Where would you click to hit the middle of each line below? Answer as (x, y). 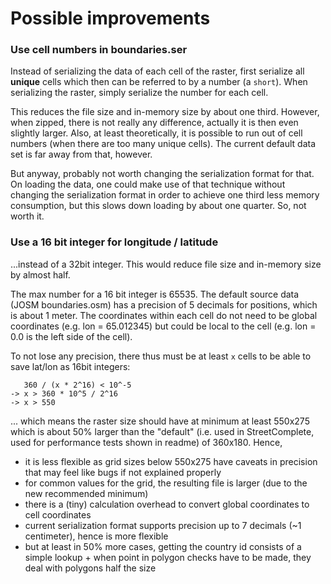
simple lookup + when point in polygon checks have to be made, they (168, 557)
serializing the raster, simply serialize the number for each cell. (139, 93)
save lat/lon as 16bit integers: (70, 366)
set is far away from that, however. (81, 154)
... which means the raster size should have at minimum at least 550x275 (160, 421)
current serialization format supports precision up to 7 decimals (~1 (163, 525)
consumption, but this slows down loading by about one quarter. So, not (158, 206)
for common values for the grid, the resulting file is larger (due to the (166, 483)
